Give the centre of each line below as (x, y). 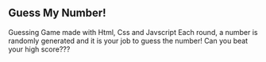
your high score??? (39, 49)
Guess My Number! (57, 13)
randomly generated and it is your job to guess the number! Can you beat (128, 41)
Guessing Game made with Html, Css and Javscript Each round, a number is (133, 32)
